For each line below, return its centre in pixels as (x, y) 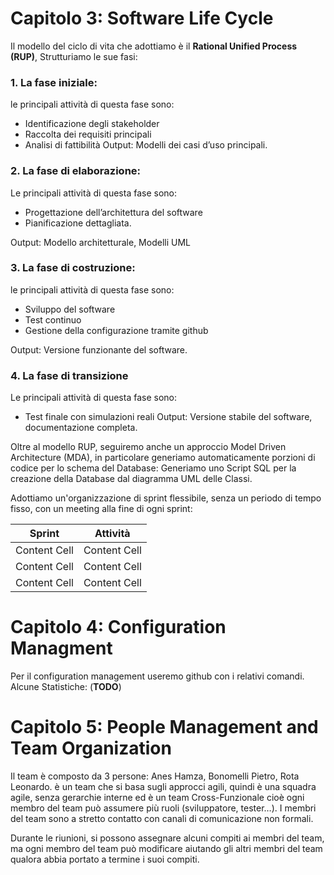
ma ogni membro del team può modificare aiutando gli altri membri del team (166, 848)
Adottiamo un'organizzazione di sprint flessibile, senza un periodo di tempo (166, 498)
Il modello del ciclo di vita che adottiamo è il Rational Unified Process (154, 46)
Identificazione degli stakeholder (92, 124)
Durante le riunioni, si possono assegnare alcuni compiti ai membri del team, (167, 838)
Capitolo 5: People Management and (164, 727)
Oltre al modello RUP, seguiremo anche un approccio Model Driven (148, 447)
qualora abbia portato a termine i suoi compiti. (105, 859)
